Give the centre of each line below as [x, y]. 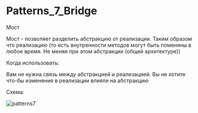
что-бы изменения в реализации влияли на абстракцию [77, 80]
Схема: [15, 92]
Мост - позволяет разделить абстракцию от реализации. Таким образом [99, 38]
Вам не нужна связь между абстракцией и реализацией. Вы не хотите [96, 74]
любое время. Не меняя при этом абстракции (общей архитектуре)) [93, 51]
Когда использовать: [33, 63]
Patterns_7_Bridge [52, 11]
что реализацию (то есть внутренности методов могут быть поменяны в [99, 45]
